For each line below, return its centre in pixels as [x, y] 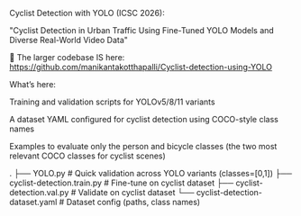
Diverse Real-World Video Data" [69, 40]
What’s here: [33, 84]
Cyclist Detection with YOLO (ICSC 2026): [87, 13]
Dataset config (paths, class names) [133, 202]
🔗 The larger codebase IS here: [67, 57]
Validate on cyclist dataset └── [136, 192]
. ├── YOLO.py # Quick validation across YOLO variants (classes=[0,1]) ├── [151, 173]
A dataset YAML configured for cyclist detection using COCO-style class [144, 119]
